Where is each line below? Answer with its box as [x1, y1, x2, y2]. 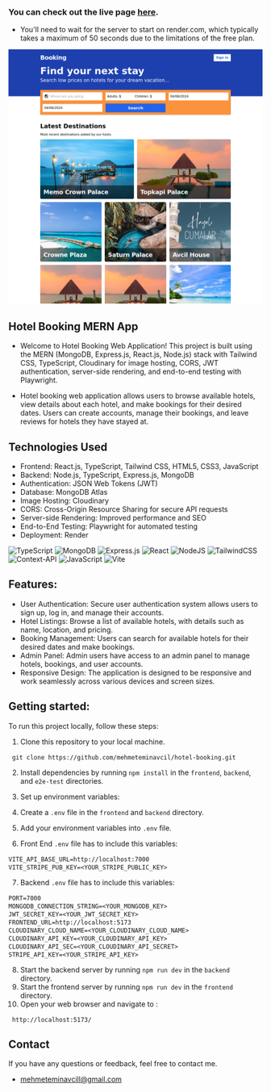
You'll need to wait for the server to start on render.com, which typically [19, 25, 259, 35]
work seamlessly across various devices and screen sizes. [19, 676, 215, 686]
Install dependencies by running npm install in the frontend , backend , [19, 768, 252, 777]
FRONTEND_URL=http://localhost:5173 [8, 918, 131, 927]
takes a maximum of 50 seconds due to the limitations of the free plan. [19, 33, 256, 43]
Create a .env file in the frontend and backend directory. [19, 807, 204, 817]
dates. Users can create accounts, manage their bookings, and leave [19, 408, 249, 418]
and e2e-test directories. [19, 776, 104, 785]
